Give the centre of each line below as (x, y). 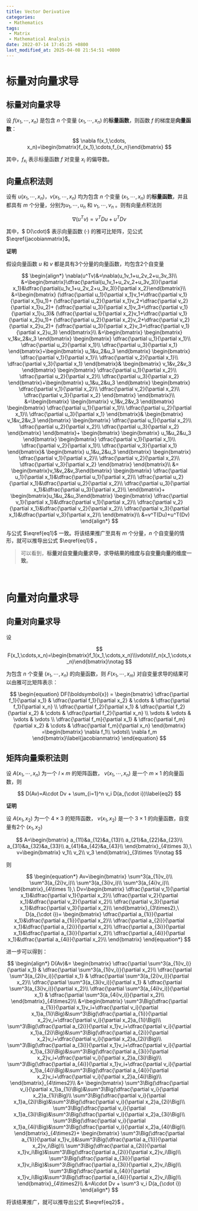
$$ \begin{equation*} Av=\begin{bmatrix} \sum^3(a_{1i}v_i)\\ (99, 876)
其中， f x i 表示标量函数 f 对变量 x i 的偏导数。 (59, 160)
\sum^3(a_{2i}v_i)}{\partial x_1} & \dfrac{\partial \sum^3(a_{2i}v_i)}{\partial (99, 976)
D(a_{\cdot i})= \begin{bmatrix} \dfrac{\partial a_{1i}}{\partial (99, 914)
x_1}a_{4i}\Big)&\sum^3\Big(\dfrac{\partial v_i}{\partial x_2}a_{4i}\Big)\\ (99, 1127)
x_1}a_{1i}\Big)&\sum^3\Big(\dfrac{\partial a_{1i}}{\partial (99, 1013)
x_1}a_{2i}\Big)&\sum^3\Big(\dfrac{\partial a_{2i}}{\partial (99, 1032)
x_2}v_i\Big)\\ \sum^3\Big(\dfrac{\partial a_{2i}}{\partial (99, 1145)
